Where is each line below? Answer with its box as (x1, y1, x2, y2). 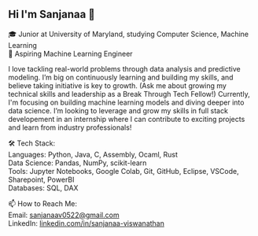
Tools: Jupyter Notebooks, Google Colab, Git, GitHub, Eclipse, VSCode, (8, 166, 239, 175)
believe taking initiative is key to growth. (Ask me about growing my (8, 80, 227, 90)
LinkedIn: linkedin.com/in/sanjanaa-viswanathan (8, 218, 165, 228)
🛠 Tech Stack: (8, 138, 56, 148)
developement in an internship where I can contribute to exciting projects (8, 114, 245, 124)
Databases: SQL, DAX (8, 183, 79, 193)
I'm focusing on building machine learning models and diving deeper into (8, 98, 245, 107)
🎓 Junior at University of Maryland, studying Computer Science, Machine (8, 29, 249, 39)
